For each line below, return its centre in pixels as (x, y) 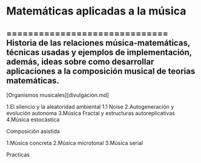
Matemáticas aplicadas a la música (96, 11)
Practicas (18, 155)
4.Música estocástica (33, 120)
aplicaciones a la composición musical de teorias (101, 71)
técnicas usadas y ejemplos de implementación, (99, 52)
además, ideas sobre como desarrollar (80, 62)
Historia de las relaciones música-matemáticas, (98, 43)
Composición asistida (33, 131)
